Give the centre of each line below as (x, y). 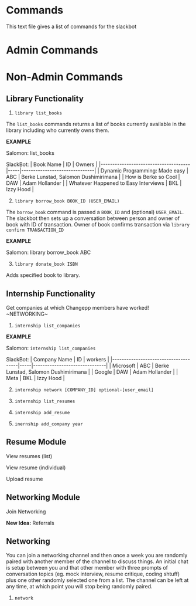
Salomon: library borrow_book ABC (49, 252)
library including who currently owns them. (58, 130)
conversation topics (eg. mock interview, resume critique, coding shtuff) (93, 574)
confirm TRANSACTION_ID (35, 230)
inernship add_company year (49, 424)
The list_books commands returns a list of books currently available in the (96, 124)
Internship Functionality (51, 294)
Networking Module (43, 497)
